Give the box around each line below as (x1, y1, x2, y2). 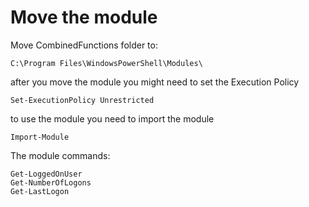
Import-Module (10, 132, 70, 142)
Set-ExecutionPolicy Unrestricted (10, 95, 155, 105)
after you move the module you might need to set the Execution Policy (10, 76, 300, 88)
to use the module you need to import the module (10, 112, 215, 125)
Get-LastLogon (10, 186, 70, 196)
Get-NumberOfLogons (10, 177, 92, 188)
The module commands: (10, 149, 111, 161)
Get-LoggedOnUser (10, 169, 83, 179)
